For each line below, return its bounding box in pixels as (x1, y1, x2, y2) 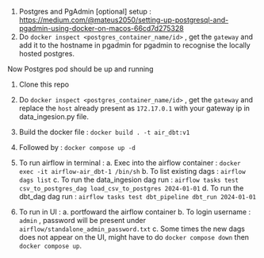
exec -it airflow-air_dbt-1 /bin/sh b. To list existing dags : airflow (18, 167, 247, 175)
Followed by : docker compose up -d (18, 143, 136, 152)
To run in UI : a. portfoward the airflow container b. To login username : (18, 207, 251, 217)
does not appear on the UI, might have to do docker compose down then (18, 233, 250, 241)
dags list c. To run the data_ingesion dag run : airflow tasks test (18, 175, 239, 184)
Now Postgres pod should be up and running (7, 64, 154, 74)
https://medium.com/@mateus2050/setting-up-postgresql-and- (18, 15, 229, 25)
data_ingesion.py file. (18, 112, 89, 121)
